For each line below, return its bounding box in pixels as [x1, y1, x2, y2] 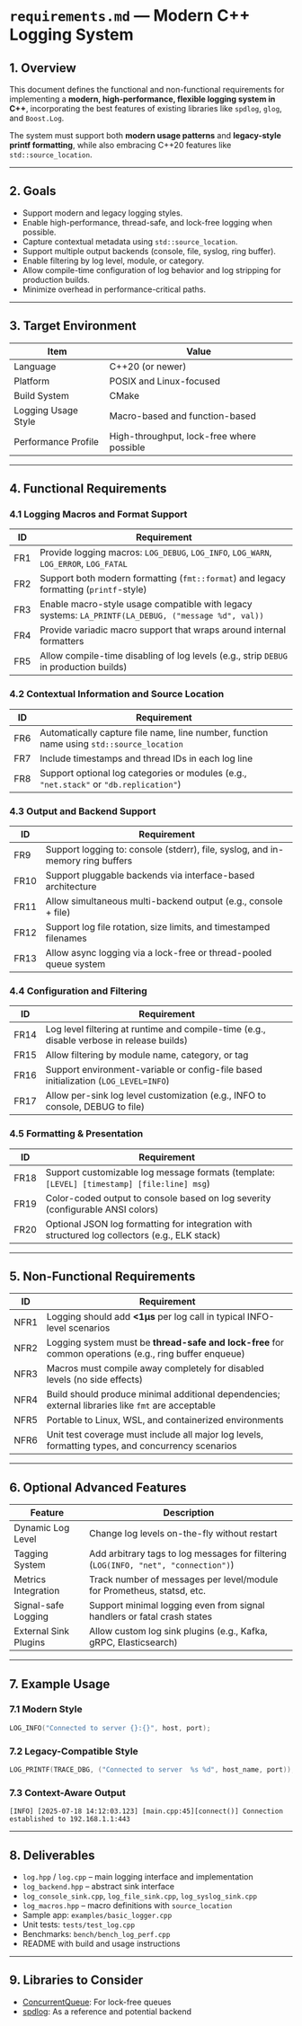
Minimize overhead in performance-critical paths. [22, 284, 207, 295]
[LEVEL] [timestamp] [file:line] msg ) [45, 1177, 211, 1190]
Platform [13, 375, 50, 387]
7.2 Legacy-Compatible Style [9, 1745, 139, 1757]
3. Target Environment [9, 318, 137, 333]
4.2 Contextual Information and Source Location [9, 688, 225, 701]
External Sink [13, 1625, 70, 1638]
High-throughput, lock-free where [109, 429, 256, 442]
